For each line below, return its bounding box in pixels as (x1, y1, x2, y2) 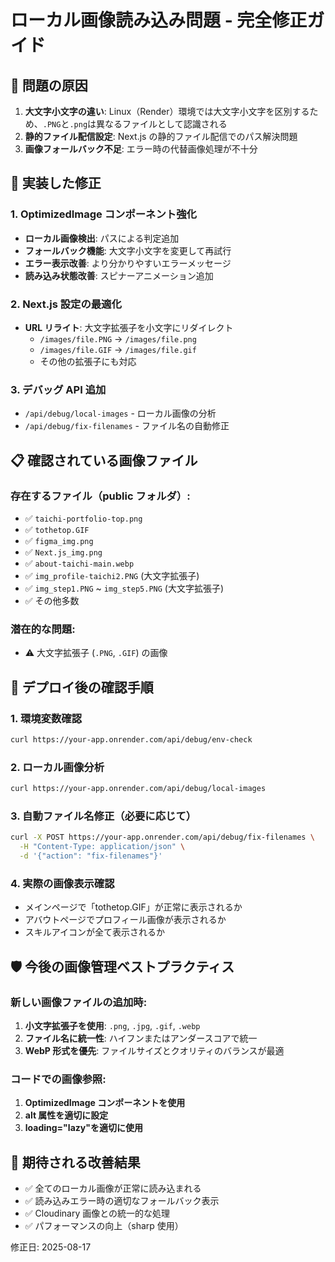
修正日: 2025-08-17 (10, 1241, 92, 1253)
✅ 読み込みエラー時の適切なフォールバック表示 (24, 1195, 220, 1207)
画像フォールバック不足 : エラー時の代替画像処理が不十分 (24, 143, 258, 155)
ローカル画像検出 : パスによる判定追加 (24, 232, 180, 244)
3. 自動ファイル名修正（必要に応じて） (10, 809, 197, 823)
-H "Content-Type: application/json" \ (19, 842, 186, 852)
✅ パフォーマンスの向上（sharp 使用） (24, 1220, 184, 1232)
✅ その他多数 (24, 594, 80, 606)
